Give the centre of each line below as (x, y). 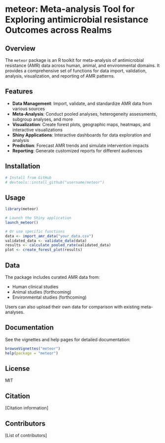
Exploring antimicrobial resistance (77, 20)
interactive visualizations (37, 130)
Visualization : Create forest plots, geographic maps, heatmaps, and (81, 124)
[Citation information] (27, 408)
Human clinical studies (35, 287)
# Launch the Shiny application (38, 218)
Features (19, 92)
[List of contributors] (26, 435)
